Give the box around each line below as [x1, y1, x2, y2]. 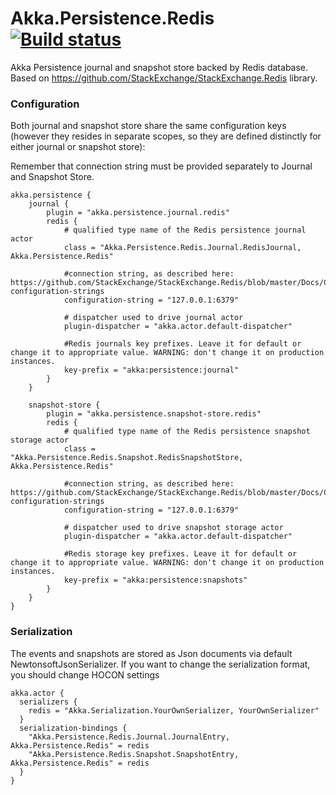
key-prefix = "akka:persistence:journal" [63, 365, 240, 376]
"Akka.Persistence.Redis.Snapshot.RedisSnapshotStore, [10, 453, 244, 463]
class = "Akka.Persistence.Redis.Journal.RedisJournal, [63, 243, 302, 253]
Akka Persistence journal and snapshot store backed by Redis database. [10, 61, 309, 73]
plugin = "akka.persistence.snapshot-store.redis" [46, 409, 262, 419]
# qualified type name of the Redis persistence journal [63, 225, 307, 236]
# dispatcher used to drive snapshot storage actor [63, 523, 284, 533]
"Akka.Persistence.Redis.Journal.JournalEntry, [28, 732, 230, 742]
